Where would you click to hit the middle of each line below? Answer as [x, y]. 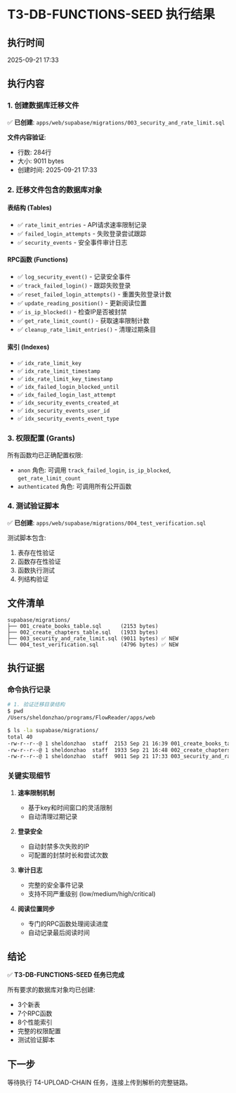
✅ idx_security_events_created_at [68, 402]
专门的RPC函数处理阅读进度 [68, 923]
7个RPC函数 [35, 1014]
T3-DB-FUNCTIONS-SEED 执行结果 [111, 14]
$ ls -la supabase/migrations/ [53, 730]
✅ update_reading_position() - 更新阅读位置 [82, 303]
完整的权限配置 [39, 1031]
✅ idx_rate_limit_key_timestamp [65, 379]
